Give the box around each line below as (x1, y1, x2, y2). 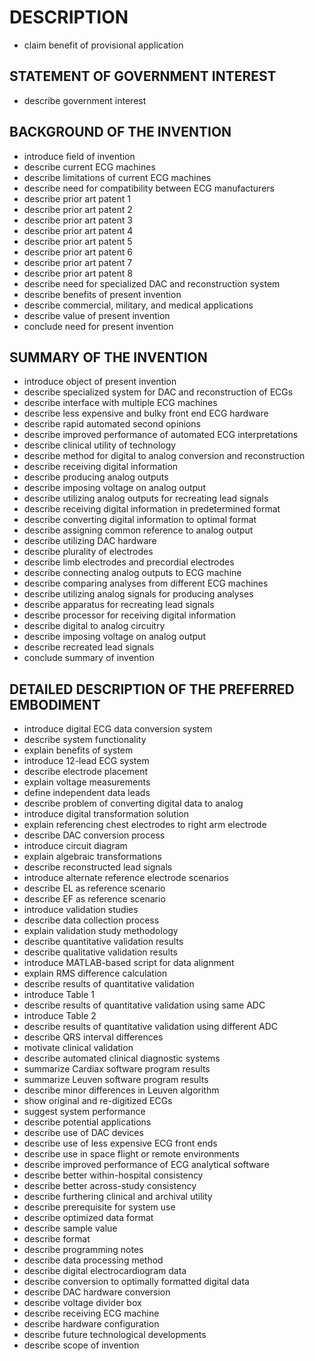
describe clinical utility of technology (23, 439, 177, 451)
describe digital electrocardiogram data (23, 1265, 187, 1277)
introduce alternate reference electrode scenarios (23, 872, 230, 884)
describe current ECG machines (23, 161, 156, 173)
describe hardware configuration (23, 1318, 160, 1330)
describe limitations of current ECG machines (23, 171, 212, 183)
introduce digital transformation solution (23, 808, 190, 820)
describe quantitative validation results (23, 936, 184, 948)
